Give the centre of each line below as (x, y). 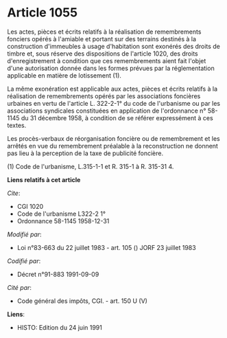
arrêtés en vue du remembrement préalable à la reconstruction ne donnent (112, 146)
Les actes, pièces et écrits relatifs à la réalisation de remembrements (104, 32)
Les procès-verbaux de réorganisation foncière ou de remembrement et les (114, 138)
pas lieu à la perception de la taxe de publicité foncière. (85, 153)
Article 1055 (42, 13)
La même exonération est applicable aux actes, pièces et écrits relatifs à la (112, 89)
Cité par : (20, 287)
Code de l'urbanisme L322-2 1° (61, 214)
